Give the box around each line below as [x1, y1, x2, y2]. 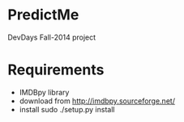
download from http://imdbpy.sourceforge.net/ [19, 95, 176, 106]
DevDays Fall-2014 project [7, 32, 96, 42]
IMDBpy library [19, 87, 70, 97]
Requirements [7, 61, 105, 79]
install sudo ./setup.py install [19, 104, 115, 114]
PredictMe [7, 6, 79, 24]
